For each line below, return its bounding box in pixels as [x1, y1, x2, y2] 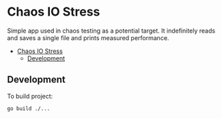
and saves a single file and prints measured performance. [7, 33, 169, 41]
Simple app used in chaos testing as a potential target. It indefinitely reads [7, 27, 216, 35]
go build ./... [7, 105, 51, 112]
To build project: [7, 92, 53, 100]
